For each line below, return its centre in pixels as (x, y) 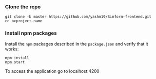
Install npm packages (31, 33)
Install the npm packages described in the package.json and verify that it (77, 44)
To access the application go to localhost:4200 (52, 71)
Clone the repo (23, 7)
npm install (17, 58)
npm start (15, 62)
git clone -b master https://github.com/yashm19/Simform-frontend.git (78, 17)
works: (12, 49)
